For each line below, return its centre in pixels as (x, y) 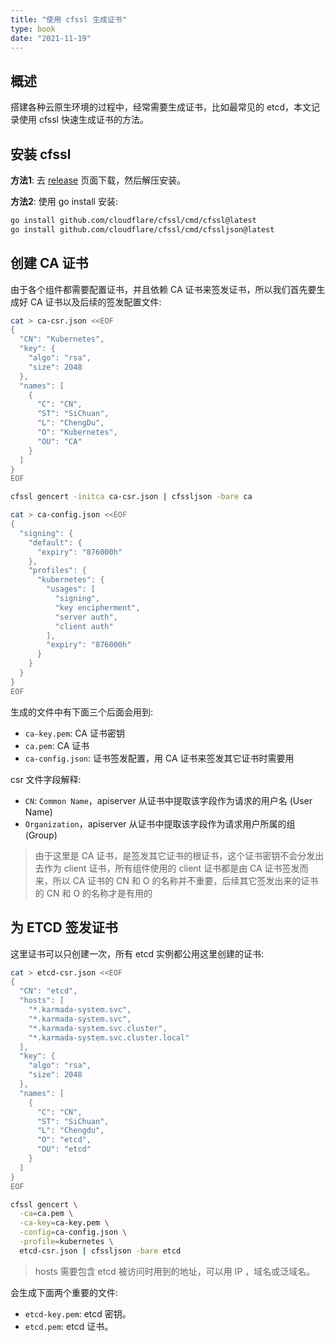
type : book (33, 29)
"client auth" (84, 626)
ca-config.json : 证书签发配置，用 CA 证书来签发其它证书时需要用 (159, 758)
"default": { (55, 542)
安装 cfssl (41, 154)
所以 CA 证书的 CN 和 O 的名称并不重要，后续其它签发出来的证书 (185, 880)
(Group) (41, 835)
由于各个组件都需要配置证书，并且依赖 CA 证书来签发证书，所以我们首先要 (163, 289)
